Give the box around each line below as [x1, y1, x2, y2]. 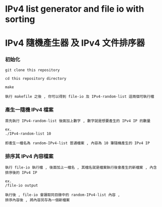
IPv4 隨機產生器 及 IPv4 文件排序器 [5, 38, 145, 49]
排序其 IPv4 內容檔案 [5, 152, 54, 159]
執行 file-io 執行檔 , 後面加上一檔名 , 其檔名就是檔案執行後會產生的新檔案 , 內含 [5, 165, 157, 170]
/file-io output [5, 183, 38, 188]
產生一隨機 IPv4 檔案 [5, 106, 54, 113]
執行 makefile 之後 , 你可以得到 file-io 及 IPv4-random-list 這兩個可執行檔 [5, 94, 155, 99]
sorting [5, 14, 35, 25]
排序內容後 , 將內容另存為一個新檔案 [5, 198, 70, 203]
